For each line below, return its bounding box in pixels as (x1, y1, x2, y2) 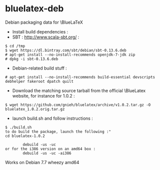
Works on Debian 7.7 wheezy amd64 (5, 159, 80, 165)
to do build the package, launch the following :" (5, 129, 111, 134)
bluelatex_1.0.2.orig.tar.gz (5, 106, 65, 111)
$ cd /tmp (5, 43, 26, 48)
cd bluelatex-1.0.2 (5, 134, 45, 138)
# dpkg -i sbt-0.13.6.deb (5, 56, 58, 62)
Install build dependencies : (12, 29, 68, 34)
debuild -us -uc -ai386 (23, 151, 71, 156)
